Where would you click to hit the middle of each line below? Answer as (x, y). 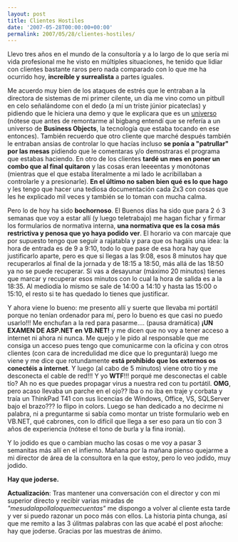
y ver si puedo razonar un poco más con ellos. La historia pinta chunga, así (118, 516)
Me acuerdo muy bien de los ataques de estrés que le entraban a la (106, 91)
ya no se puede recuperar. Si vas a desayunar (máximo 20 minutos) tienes (117, 271)
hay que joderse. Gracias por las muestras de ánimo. (85, 531)
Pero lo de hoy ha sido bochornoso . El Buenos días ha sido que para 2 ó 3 (117, 210)
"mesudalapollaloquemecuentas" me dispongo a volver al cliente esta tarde (119, 508)
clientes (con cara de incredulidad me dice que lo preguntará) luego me (113, 353)
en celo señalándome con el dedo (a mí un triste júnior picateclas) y (107, 106)
